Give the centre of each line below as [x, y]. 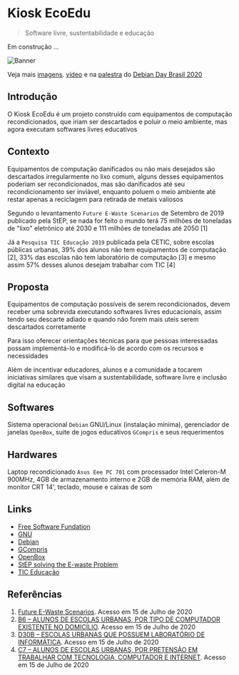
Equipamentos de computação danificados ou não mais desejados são [111, 168]
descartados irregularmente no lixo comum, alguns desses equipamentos [116, 176]
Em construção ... [33, 46]
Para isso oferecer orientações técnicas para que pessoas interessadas [113, 341]
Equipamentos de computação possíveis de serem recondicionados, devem [119, 304]
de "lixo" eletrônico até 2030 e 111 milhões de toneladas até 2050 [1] [108, 228]
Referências [35, 595]
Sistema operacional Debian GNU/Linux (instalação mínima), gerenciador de [118, 425]
